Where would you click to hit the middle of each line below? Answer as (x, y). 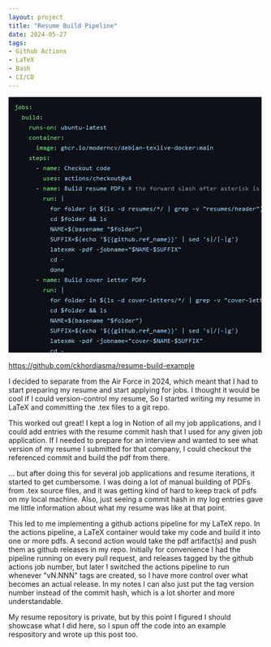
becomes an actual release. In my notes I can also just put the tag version (131, 584)
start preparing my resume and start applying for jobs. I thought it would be (134, 389)
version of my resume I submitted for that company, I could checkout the (130, 449)
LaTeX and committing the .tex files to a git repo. (89, 407)
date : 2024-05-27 (38, 34)
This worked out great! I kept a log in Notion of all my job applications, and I (135, 423)
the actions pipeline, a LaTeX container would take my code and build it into (135, 532)
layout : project (36, 17)
